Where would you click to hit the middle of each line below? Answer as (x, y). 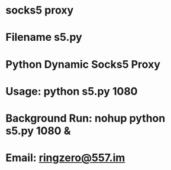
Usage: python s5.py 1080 (72, 91)
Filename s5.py (44, 37)
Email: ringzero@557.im (65, 158)
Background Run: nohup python (85, 118)
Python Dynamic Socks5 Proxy (83, 64)
